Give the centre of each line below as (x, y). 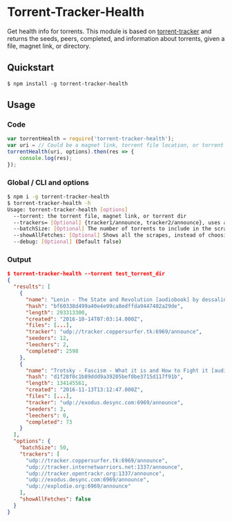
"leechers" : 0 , (47, 415)
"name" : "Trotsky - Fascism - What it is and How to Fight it (117, 370)
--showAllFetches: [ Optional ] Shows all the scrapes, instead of (109, 235)
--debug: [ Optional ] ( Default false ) (68, 242)
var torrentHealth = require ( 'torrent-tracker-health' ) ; (91, 139)
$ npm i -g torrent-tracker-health (58, 197)
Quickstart (31, 67)
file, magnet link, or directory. (49, 46)
